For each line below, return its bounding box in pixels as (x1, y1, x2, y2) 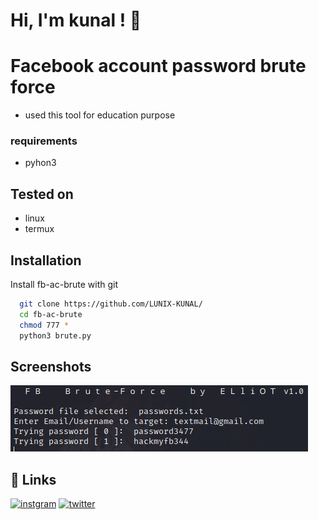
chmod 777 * (19, 320, 70, 330)
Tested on (10, 185, 74, 203)
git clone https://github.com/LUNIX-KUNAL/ (19, 299, 203, 309)
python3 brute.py (19, 330, 92, 341)
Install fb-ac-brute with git (10, 279, 119, 291)
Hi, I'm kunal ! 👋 (10, 9, 142, 32)
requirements (10, 134, 78, 148)
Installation (10, 252, 82, 269)
